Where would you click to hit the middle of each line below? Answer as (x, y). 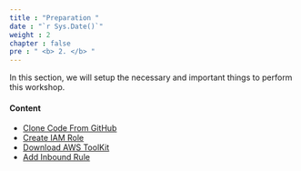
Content (25, 108)
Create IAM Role (53, 138)
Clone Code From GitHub (70, 128)
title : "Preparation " (55, 18)
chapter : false (40, 43)
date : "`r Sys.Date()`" (56, 26)
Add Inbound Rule (56, 157)
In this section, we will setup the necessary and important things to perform (151, 77)
